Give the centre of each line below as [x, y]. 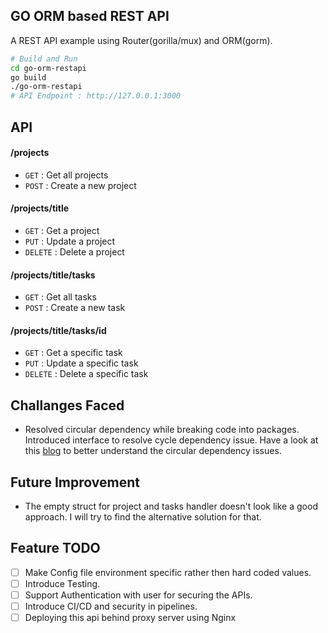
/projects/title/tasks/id [58, 330]
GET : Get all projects [66, 175]
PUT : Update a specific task [81, 363]
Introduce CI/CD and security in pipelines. [111, 606]
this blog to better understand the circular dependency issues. [153, 451]
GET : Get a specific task [73, 353]
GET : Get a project [62, 230]
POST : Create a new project [80, 185]
